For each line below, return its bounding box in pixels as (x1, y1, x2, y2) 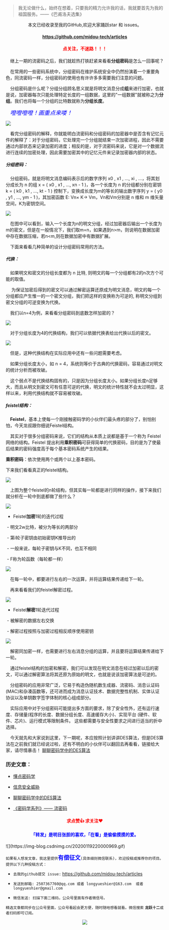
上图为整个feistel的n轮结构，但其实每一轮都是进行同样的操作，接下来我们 (10, 487, 161, 493)
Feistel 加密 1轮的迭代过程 (13, 513, 64, 519)
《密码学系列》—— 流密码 (13, 805, 67, 811)
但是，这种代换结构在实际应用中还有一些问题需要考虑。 (10, 350, 124, 356)
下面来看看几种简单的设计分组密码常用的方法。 (10, 243, 107, 250)
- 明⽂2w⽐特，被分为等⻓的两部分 (7, 524, 78, 530)
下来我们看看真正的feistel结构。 (6, 467, 71, 473)
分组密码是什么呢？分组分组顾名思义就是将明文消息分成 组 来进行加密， (10, 85, 155, 91)
